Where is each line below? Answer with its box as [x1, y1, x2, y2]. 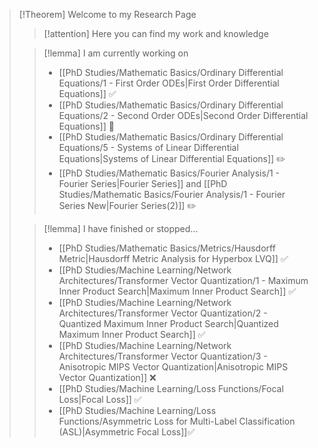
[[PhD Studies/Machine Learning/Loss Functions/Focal [58, 383, 284, 394]
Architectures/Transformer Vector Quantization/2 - [58, 307, 268, 319]
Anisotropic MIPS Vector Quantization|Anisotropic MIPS [58, 361, 289, 373]
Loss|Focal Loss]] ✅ [58, 394, 142, 405]
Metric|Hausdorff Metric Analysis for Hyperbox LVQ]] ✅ [58, 253, 289, 264]
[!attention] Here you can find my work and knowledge [43, 28, 269, 39]
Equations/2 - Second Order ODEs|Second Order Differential [58, 110, 309, 121]
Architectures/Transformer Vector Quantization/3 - [58, 350, 268, 362]
